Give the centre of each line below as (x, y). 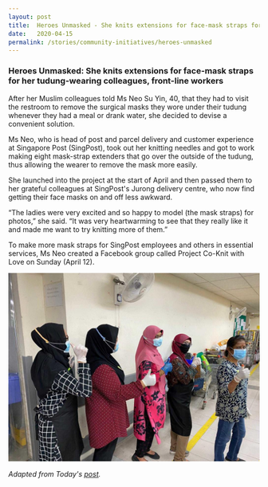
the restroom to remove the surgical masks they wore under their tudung (128, 107)
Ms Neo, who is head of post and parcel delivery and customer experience (131, 139)
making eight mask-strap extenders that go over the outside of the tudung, (131, 156)
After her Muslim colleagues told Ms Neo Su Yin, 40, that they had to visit (128, 98)
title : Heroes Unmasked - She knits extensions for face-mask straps (128, 25)
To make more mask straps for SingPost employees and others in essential (131, 245)
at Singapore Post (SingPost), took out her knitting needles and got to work (132, 147)
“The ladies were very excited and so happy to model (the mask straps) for (131, 212)
